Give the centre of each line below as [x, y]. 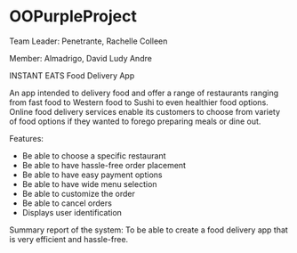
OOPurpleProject [73, 16]
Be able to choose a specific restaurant [94, 155]
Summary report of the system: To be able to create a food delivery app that [149, 230]
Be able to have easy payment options [92, 175]
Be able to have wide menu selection [89, 184]
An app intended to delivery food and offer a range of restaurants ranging [144, 93]
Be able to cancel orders [67, 203]
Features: [27, 138]
